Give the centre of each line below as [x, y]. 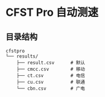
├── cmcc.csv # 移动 [51, 69]
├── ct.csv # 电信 [51, 76]
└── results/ [22, 56]
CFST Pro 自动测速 [52, 12]
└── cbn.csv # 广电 [51, 89]
